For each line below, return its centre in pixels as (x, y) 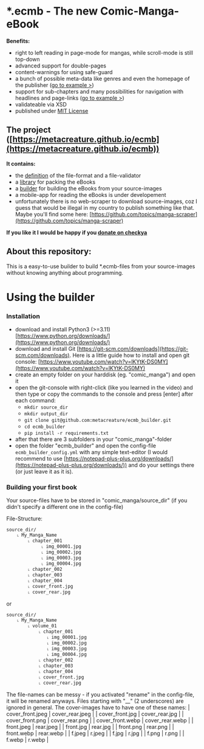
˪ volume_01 (42, 626)
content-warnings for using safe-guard (64, 72)
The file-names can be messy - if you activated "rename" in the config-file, (100, 695)
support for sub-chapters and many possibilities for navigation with (99, 91)
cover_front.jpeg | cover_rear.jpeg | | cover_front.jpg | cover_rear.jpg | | (95, 714)
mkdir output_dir (46, 414)
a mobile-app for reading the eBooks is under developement (90, 195)
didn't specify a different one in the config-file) (65, 507)
